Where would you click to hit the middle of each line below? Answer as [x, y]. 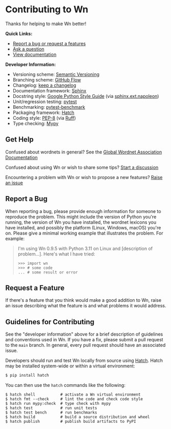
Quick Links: [19, 33]
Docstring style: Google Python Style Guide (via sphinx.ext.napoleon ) [86, 96]
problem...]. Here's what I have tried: [57, 254]
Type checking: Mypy [36, 123]
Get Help [20, 140]
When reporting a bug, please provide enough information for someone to [83, 211]
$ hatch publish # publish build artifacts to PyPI [71, 422]
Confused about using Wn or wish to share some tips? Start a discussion [82, 167]
